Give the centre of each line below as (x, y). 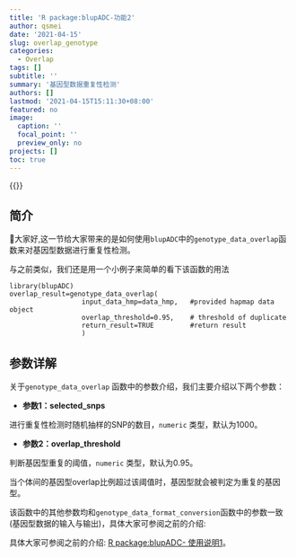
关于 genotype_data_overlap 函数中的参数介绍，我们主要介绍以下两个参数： (147, 386)
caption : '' (40, 127)
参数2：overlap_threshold (71, 444)
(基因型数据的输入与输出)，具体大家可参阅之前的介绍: (108, 524)
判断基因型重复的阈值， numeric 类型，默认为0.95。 (104, 463)
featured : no (34, 110)
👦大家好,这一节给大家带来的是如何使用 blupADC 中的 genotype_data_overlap (144, 239)
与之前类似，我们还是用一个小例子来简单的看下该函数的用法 (119, 270)
